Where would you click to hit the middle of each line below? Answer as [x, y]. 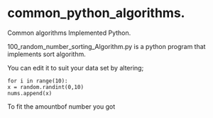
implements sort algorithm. [47, 54]
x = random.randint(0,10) [45, 87]
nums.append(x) [30, 93]
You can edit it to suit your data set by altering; [76, 68]
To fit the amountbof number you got [61, 106]
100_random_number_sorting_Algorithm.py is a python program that [106, 46]
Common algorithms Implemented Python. [69, 33]
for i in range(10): [38, 81]
